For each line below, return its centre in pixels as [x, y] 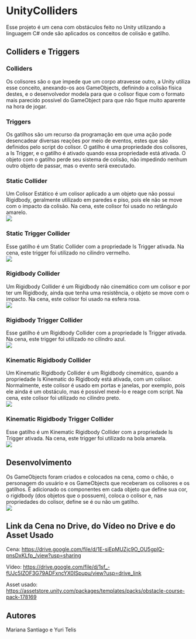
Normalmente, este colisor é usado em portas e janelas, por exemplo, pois [96, 386]
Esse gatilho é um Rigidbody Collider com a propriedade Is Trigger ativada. [97, 333]
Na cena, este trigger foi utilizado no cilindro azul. [66, 339]
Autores [21, 615]
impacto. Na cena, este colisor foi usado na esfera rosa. [73, 299]
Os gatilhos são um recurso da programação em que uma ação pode [89, 134]
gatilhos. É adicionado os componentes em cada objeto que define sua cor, [97, 489]
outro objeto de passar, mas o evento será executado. [71, 165]
